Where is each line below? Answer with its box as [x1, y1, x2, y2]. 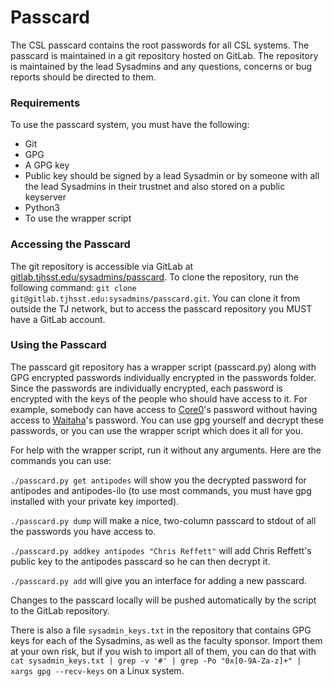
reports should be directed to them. [10, 71, 157, 83]
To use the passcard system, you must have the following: [10, 119, 250, 131]
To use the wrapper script [24, 212, 132, 225]
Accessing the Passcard [10, 237, 131, 251]
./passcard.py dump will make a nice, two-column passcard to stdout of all [10, 514, 317, 526]
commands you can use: [10, 454, 112, 466]
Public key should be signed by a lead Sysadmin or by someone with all [24, 170, 320, 182]
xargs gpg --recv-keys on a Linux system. [10, 664, 185, 676]
